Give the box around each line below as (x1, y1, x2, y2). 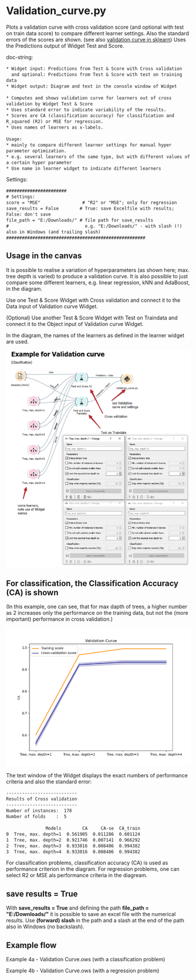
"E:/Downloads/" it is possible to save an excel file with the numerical (6, 911, 176, 918)
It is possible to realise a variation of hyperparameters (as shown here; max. (6, 266, 190, 274)
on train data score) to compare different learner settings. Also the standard (6, 29, 190, 36)
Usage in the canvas (6, 251, 82, 261)
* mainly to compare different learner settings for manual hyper (6, 142, 172, 148)
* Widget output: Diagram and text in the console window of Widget (6, 83, 177, 89)
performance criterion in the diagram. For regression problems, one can (6, 866, 180, 873)
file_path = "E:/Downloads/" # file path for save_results (6, 217, 154, 223)
